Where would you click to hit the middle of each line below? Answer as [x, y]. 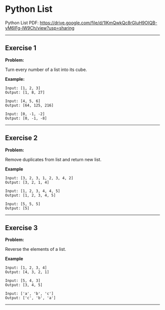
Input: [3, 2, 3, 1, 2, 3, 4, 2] [39, 178]
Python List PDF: [22, 23]
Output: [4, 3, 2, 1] [27, 272]
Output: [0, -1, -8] [26, 118]
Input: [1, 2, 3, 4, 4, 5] [33, 191]
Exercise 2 [21, 138]
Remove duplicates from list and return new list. [53, 159]
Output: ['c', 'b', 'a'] [30, 298]
